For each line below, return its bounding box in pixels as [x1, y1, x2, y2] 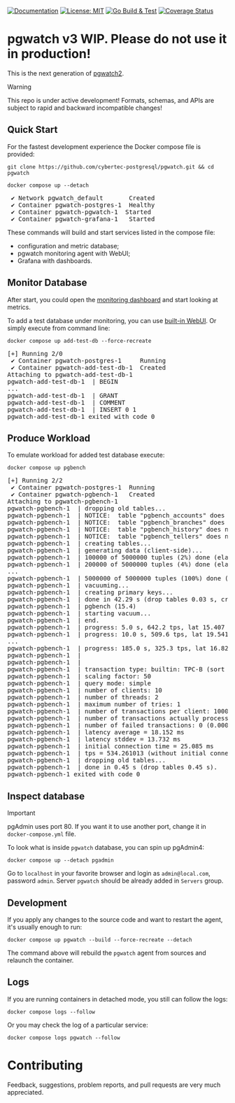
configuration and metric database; [17, 241, 120, 250]
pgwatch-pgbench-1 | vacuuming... [7, 581, 129, 590]
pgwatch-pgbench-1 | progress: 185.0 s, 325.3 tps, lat [7, 644, 207, 653]
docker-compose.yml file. [7, 830, 76, 839]
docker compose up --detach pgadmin [7, 857, 114, 864]
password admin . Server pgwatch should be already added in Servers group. [7, 876, 224, 885]
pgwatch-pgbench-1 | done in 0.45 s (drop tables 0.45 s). [7, 763, 218, 771]
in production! [7, 46, 91, 62]
